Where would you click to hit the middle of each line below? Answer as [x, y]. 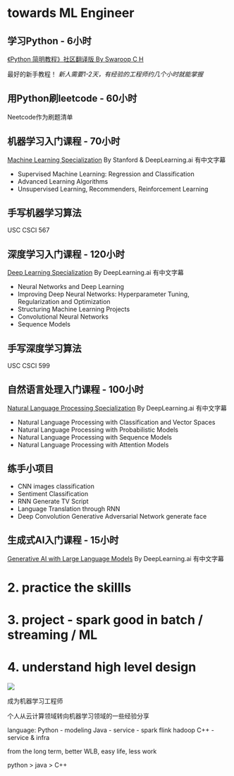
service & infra [29, 737]
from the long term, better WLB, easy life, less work [82, 751]
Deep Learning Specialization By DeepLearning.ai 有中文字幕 [96, 273]
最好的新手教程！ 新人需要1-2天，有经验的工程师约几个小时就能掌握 [105, 74]
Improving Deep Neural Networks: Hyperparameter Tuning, [103, 294]
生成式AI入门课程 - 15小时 [63, 540]
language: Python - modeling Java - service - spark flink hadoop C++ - [111, 730]
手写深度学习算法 [44, 348]
